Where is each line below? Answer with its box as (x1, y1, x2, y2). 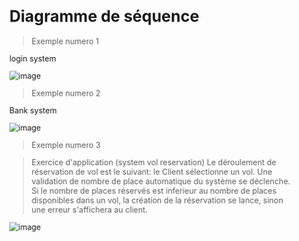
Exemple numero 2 (30, 87, 101, 98)
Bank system (9, 104, 57, 115)
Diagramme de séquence (9, 6, 200, 27)
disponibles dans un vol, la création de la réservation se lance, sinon (30, 195, 284, 205)
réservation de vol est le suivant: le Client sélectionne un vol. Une (30, 166, 273, 177)
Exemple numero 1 (30, 36, 100, 46)
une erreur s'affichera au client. (30, 204, 148, 215)
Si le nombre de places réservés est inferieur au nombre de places (30, 185, 278, 195)
